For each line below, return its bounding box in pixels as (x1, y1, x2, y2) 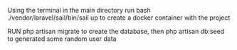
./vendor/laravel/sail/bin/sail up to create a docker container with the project (7, 13, 231, 22)
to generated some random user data (7, 35, 117, 43)
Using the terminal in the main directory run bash (7, 6, 151, 14)
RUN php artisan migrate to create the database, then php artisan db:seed (7, 27, 225, 35)
